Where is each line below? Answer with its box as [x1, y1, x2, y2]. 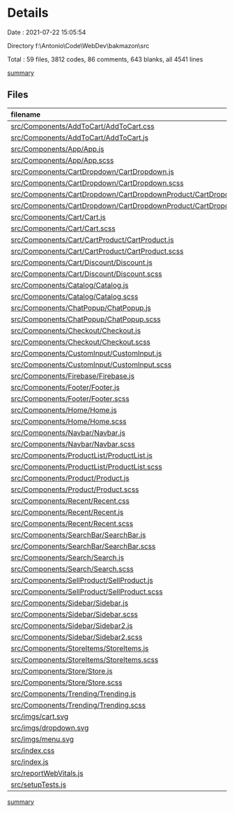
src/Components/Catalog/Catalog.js [10, 280, 129, 290]
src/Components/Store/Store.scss [10, 677, 123, 687]
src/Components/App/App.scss [10, 155, 114, 165]
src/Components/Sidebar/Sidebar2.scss [10, 632, 143, 642]
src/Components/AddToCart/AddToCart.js [10, 133, 148, 142]
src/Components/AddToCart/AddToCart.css [10, 121, 155, 131]
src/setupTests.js [10, 779, 67, 789]
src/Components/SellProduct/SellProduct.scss [10, 587, 163, 596]
